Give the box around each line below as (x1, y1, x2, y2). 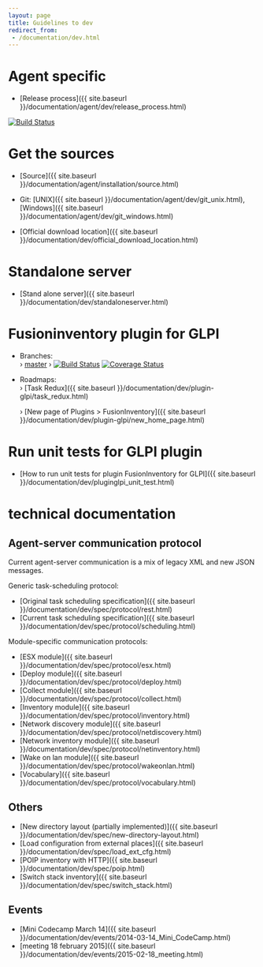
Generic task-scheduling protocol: (8, 581, 120, 590)
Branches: (19, 351, 54, 360)
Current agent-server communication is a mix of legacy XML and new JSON (8, 557, 255, 567)
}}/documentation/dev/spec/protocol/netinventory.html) (19, 744, 201, 754)
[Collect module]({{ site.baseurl (19, 685, 122, 695)
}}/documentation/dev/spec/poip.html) (19, 864, 146, 873)
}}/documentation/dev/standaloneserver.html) (19, 298, 169, 307)
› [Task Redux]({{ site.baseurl (19, 384, 116, 392)
